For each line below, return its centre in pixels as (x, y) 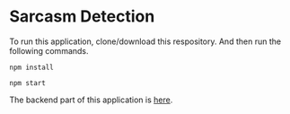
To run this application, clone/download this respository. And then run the (145, 41)
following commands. (49, 50)
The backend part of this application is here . (91, 100)
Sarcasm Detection (82, 17)
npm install (31, 67)
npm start (28, 83)
